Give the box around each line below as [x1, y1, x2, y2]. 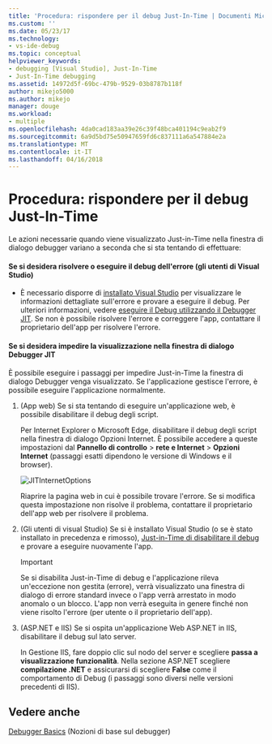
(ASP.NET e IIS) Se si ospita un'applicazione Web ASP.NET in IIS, [19, 622, 237, 633]
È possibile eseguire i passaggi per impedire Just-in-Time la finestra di [8, 368, 244, 377]
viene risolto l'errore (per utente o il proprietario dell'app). [19, 607, 213, 617]
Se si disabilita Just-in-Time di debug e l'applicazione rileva [19, 573, 219, 583]
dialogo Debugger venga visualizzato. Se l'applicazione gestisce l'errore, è [8, 376, 258, 386]
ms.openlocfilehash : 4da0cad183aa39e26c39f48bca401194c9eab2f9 [8, 125, 227, 133]
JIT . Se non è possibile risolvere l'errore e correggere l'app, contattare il [19, 314, 261, 324]
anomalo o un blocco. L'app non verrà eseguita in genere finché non [19, 598, 249, 609]
